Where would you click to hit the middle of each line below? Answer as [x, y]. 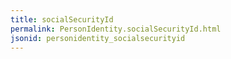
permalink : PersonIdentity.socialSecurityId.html [116, 29]
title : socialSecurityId [62, 19]
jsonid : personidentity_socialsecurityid [98, 38]
